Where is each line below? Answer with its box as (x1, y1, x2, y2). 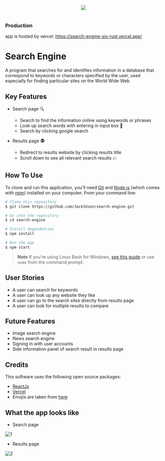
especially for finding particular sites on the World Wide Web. (5, 78, 131, 84)
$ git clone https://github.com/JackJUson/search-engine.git (5, 204, 135, 209)
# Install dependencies (5, 227, 55, 231)
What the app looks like (5, 408, 80, 417)
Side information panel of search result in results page (12, 346, 124, 352)
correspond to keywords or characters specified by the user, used (5, 73, 141, 79)
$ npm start (5, 244, 30, 250)
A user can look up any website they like (12, 292, 95, 298)
